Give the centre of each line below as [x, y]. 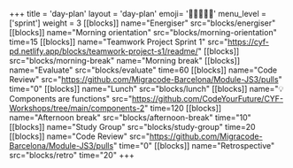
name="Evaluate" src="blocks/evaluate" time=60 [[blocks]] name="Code [143, 70]
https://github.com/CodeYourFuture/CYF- [208, 99]
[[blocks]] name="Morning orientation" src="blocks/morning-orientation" [143, 32]
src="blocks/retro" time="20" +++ [72, 155]
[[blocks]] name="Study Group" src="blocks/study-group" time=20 [132, 127]
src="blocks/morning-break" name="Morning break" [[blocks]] [125, 61]
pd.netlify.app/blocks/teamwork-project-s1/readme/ [104, 51]
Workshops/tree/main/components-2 [77, 108]
